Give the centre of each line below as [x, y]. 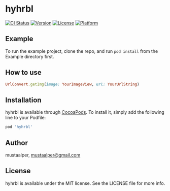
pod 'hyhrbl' [19, 127]
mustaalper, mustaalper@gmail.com [43, 155]
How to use [23, 72]
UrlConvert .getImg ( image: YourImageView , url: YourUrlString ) [72, 84]
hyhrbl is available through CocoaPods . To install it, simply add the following [85, 112]
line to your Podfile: [26, 118]
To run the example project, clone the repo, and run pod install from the [82, 51]
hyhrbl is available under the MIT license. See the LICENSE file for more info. [85, 183]
